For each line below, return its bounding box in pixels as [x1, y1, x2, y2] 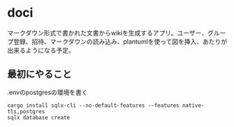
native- [182, 102, 205, 109]
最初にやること [7, 68, 72, 81]
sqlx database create [7, 114, 71, 121]
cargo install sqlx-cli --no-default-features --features [7, 102, 180, 109]
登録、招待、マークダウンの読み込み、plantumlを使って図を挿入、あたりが [13, 37, 228, 46]
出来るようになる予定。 [7, 46, 75, 54]
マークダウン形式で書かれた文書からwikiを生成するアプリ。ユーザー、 [7, 28, 208, 37]
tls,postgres [7, 108, 45, 115]
